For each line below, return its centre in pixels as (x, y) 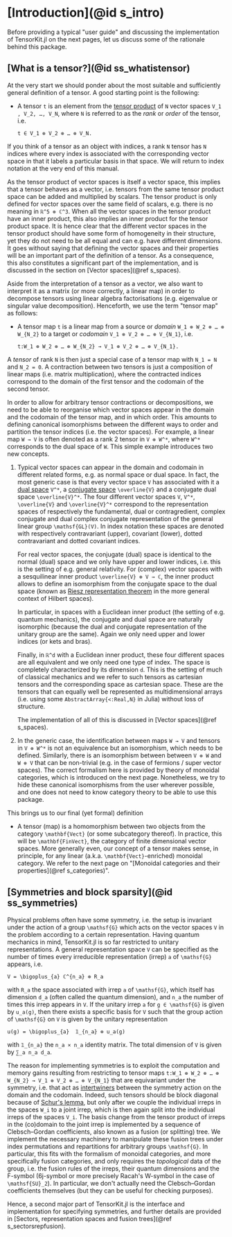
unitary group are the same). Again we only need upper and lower (111, 634)
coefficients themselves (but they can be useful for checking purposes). (110, 1191)
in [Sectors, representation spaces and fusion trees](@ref (89, 1218)
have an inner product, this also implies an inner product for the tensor (108, 218)
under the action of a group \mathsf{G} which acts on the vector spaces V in (116, 927)
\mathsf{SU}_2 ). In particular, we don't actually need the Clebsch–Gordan (111, 1183)
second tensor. (28, 389)
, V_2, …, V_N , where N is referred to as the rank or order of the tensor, (119, 113)
